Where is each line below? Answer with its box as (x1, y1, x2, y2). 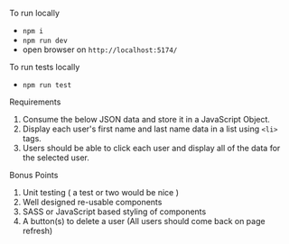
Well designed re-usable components (22, 197, 163, 207)
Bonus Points (9, 170, 59, 180)
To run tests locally (9, 62, 80, 72)
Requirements (9, 96, 61, 107)
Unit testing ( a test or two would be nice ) (22, 187, 179, 197)
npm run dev (22, 36, 68, 45)
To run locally (9, 8, 61, 18)
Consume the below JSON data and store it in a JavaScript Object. (22, 114, 271, 124)
